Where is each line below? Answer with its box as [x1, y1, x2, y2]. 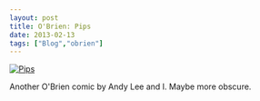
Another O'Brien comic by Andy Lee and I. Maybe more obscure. [9, 81, 252, 92]
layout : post [9, 13, 59, 23]
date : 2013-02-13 [9, 30, 75, 39]
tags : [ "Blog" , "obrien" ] [9, 38, 104, 48]
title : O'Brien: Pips [9, 22, 92, 31]
